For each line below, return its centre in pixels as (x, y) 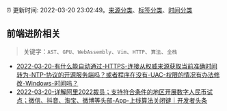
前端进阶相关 (34, 34)
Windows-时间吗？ (52, 83)
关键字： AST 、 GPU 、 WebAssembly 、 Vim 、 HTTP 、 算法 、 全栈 (100, 51)
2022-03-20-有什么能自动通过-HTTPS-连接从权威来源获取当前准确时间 (117, 66)
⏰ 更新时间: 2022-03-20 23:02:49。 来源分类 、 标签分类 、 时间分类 (99, 10)
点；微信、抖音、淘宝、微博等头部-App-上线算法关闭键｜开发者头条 (112, 100)
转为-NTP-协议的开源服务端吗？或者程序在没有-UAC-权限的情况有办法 (115, 75)
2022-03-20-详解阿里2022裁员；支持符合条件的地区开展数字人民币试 (115, 92)
